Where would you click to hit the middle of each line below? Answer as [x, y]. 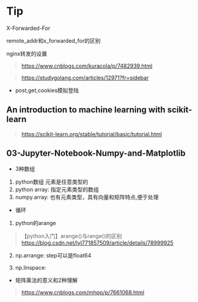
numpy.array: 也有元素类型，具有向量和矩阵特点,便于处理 [87, 197]
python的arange [35, 223]
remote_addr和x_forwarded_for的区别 [53, 40]
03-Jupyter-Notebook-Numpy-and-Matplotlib [96, 153]
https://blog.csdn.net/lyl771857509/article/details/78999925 [97, 243]
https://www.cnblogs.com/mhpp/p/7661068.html [83, 292]
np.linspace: [31, 267]
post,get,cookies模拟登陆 [47, 90]
